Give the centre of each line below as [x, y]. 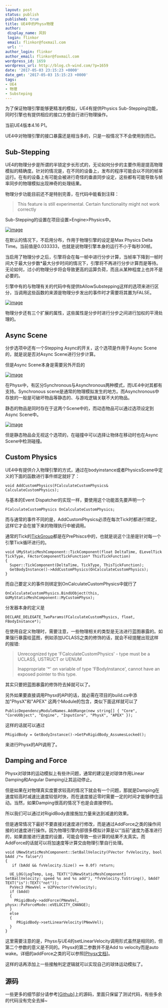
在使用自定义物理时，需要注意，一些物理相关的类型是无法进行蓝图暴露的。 [82, 631]
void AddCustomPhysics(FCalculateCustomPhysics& [57, 485]
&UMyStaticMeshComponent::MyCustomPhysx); [50, 598]
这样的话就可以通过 [25, 725]
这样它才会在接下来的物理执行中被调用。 [47, 526]
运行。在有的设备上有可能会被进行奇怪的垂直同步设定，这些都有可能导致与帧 [84, 177]
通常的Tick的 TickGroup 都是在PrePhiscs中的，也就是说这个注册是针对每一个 [83, 536]
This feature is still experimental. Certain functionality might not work [88, 204]
